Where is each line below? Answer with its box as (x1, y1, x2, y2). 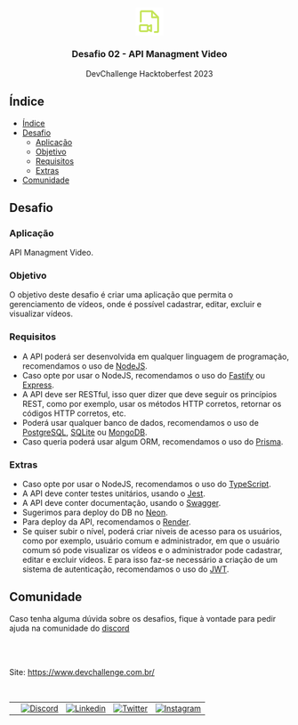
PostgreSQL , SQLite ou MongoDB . (21, 427, 149, 437)
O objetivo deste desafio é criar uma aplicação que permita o (9, 289, 234, 300)
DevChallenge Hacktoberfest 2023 (85, 68, 213, 78)
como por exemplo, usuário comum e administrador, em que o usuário (21, 535, 280, 546)
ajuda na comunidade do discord (9, 623, 130, 633)
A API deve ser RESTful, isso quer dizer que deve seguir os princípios (21, 388, 278, 399)
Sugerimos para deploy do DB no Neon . (21, 507, 168, 518)
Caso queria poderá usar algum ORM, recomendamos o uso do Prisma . (21, 436, 284, 447)
